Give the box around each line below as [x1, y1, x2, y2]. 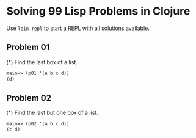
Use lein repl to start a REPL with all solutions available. [6, 24, 150, 32]
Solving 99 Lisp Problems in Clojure [6, 4, 191, 18]
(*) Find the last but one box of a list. [6, 109, 99, 117]
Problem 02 [6, 93, 52, 103]
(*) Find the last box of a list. [6, 58, 78, 65]
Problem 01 [6, 42, 50, 53]
